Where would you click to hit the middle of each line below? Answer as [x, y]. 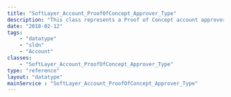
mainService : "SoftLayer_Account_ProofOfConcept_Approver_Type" [102, 83]
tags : [15, 32]
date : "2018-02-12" [35, 26]
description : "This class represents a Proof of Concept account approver [117, 20]
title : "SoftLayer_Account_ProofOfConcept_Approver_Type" [92, 13]
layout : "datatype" [35, 77]
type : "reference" [33, 70]
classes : [20, 58]
